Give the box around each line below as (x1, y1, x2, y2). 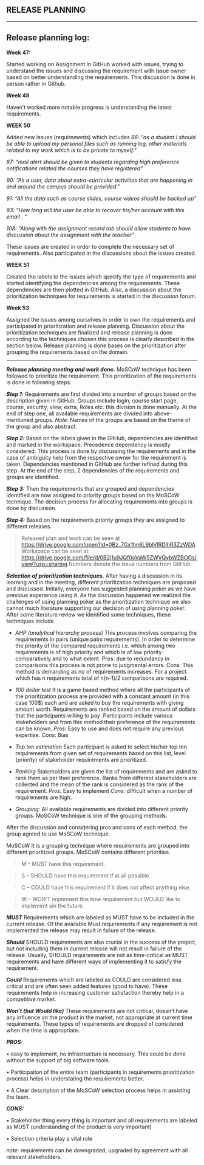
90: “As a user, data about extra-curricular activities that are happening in (6, 176, 193, 184)
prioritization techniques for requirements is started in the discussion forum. (6, 292, 197, 300)
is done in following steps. (6, 378, 72, 385)
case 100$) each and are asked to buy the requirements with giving (15, 699, 184, 706)
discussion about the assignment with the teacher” (6, 231, 135, 238)
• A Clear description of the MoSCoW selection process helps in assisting (6, 1087, 191, 1094)
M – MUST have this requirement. (21, 860, 105, 867)
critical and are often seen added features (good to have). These (6, 982, 168, 990)
